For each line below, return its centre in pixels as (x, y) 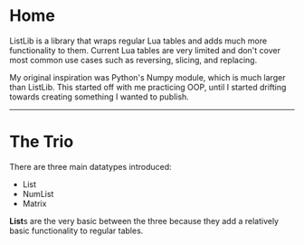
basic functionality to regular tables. (76, 231)
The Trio (42, 142)
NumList (38, 193)
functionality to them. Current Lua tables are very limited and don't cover (145, 50)
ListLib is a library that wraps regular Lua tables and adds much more (138, 41)
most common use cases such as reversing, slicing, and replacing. (133, 60)
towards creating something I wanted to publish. (100, 97)
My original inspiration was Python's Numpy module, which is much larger (147, 77)
